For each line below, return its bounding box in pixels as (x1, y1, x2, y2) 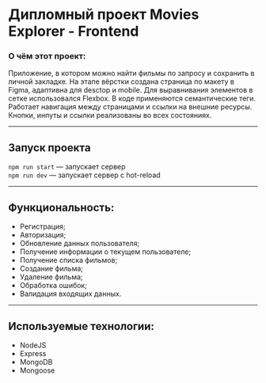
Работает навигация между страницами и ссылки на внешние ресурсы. (8, 102, 253, 112)
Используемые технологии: (8, 319, 154, 333)
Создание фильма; (19, 264, 84, 274)
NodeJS (19, 340, 47, 350)
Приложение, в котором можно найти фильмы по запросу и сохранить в (8, 69, 255, 78)
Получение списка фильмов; (19, 256, 118, 265)
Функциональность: (8, 200, 115, 214)
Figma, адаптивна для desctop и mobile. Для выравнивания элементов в (8, 85, 253, 95)
